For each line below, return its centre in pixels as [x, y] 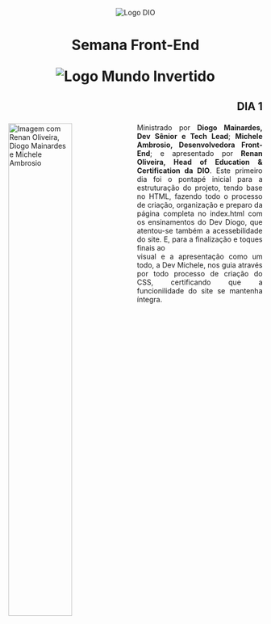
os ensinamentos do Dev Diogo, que [200, 221]
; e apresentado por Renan [206, 153]
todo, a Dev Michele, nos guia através [200, 265]
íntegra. [150, 299]
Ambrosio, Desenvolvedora [186, 145]
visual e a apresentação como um [200, 256]
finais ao [151, 247]
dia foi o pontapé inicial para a [200, 179]
